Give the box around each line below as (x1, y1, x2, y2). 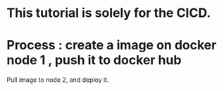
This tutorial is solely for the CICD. (6, 5, 211, 21)
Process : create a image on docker (6, 37, 217, 54)
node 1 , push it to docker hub (6, 52, 182, 68)
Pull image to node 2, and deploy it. (6, 75, 110, 84)
